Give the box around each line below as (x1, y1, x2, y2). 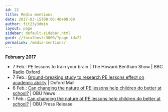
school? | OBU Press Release (12, 101, 73, 107)
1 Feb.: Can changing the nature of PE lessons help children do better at (12, 95, 161, 101)
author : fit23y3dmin (5, 21, 49, 27)
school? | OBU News (12, 90, 55, 96)
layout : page (5, 26, 33, 31)
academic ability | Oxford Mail (12, 79, 75, 85)
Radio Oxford (12, 69, 40, 75)
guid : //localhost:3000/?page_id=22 (5, 36, 82, 41)
